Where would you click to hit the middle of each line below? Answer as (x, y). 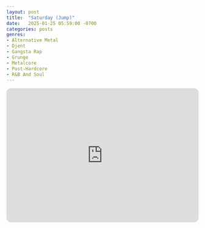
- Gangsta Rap (24, 52)
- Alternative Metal (33, 40)
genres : (16, 35)
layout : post (23, 12)
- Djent (16, 46)
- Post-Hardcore (27, 69)
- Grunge (17, 57)
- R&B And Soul (26, 74)
